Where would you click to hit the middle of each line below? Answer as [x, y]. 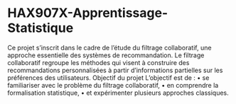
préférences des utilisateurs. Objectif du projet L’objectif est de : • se [108, 77]
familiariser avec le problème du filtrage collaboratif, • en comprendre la [113, 85]
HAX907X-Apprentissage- [88, 13]
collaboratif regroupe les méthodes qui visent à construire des [98, 62]
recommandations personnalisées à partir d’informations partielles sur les [115, 70]
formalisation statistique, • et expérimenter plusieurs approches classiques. [118, 93]
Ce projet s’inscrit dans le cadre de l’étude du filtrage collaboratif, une [109, 47]
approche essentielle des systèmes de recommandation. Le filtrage [106, 55]
